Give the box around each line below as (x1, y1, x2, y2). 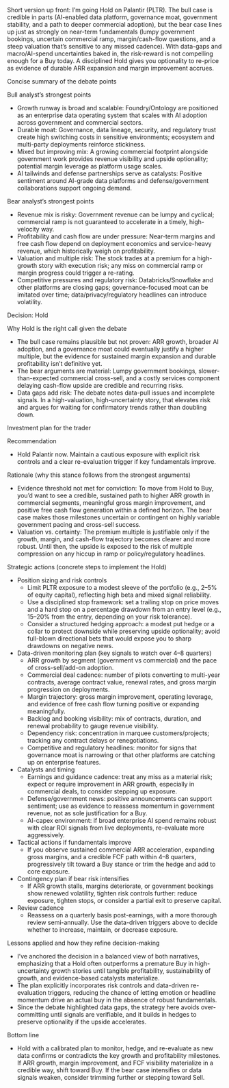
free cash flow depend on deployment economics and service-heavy (16, 240, 212, 247)
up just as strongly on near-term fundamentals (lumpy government (7, 27, 195, 36)
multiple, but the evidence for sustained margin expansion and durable (16, 352, 217, 360)
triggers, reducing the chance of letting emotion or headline (47, 989, 217, 996)
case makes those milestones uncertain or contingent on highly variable (16, 513, 220, 521)
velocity (16, 225, 40, 233)
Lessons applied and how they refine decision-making (7, 939, 160, 947)
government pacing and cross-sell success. (16, 521, 142, 528)
